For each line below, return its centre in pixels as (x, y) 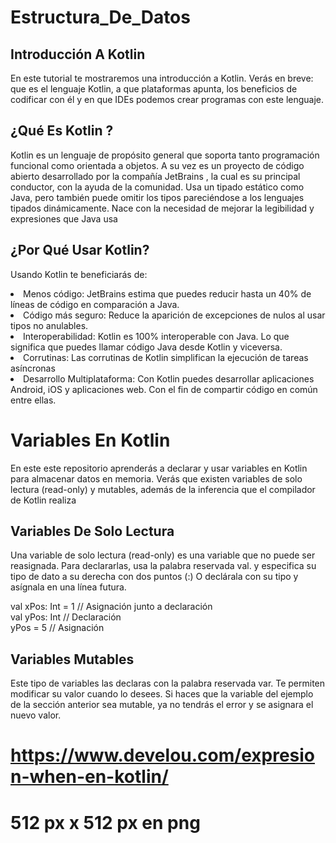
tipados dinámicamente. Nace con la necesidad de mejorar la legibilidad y (162, 208)
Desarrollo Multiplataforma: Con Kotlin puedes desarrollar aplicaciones (169, 378)
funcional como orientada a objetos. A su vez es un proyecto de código (157, 165)
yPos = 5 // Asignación (57, 628)
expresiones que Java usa (64, 218)
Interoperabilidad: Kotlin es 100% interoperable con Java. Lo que (156, 336)
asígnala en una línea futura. (68, 587)
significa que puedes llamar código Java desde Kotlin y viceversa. (146, 347)
